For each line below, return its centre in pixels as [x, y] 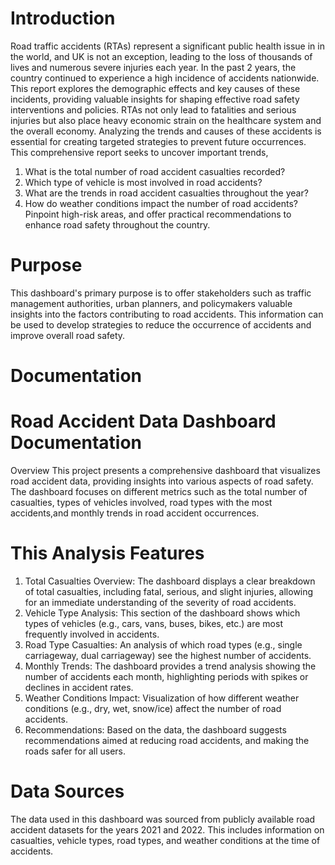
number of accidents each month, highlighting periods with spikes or [166, 676]
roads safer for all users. [75, 751]
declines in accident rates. [79, 687]
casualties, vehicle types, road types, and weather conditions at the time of [165, 840]
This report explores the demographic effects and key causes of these [155, 88]
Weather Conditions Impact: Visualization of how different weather [162, 698]
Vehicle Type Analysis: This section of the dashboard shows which [162, 613]
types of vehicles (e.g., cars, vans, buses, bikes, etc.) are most [153, 623]
